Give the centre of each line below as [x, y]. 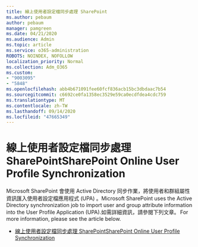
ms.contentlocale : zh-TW [37, 106]
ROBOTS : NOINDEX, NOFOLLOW [40, 56]
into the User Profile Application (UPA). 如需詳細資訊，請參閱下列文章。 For [97, 212]
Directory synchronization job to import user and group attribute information [99, 205]
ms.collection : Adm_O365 [37, 67]
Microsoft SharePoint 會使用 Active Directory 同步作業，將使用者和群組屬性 [98, 191]
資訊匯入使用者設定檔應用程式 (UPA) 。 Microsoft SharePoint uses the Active [99, 198]
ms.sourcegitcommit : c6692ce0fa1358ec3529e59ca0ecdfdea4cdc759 [86, 95]
